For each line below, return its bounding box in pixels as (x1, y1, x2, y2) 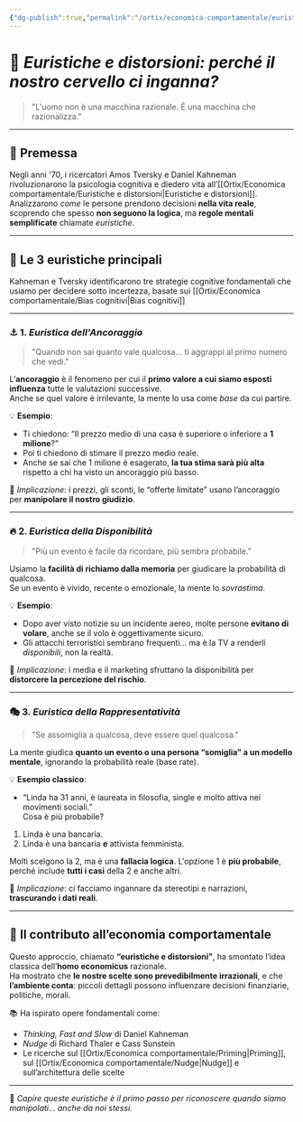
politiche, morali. (9, 989, 71, 1000)
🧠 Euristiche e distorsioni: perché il (9, 51, 275, 72)
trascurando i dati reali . (9, 893, 98, 903)
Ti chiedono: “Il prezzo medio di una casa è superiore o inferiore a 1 (22, 428, 274, 439)
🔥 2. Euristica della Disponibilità (9, 525, 153, 538)
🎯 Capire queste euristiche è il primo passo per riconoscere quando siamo (9, 1092, 287, 1103)
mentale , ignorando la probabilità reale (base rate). (9, 756, 199, 768)
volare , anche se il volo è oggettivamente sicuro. (22, 627, 205, 638)
